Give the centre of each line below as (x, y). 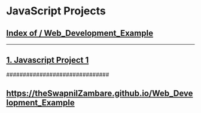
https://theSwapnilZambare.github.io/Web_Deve (100, 94)
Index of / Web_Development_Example (80, 33)
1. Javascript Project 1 (48, 60)
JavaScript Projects (56, 11)
